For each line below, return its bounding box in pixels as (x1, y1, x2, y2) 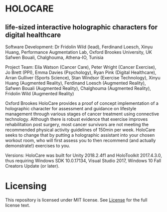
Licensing (5, 181, 47, 192)
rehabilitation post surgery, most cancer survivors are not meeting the (5, 122, 149, 127)
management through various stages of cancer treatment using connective (5, 111, 160, 117)
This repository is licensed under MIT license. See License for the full (5, 197, 148, 203)
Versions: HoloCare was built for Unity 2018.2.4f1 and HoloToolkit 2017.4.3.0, (5, 153, 162, 158)
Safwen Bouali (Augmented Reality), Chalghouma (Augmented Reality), (5, 85, 151, 91)
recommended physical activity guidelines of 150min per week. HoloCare (5, 127, 156, 133)
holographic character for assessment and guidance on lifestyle (5, 106, 137, 111)
